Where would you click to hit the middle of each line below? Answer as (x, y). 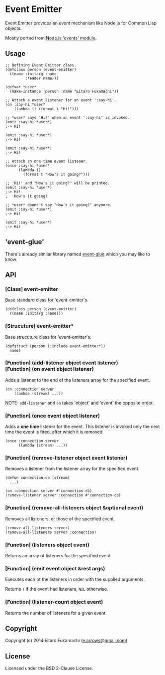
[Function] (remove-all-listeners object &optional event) (74, 508)
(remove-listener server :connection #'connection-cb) (63, 495)
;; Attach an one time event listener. (46, 161)
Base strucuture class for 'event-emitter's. (48, 337)
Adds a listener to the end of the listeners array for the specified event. (78, 380)
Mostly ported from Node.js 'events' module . (51, 38)
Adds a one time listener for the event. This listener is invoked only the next (82, 427)
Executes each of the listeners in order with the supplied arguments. (75, 579)
